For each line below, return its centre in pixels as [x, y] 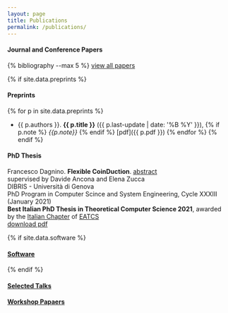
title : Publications [38, 20]
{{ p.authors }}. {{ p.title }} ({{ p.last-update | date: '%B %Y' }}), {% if [119, 124]
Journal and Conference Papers [55, 49]
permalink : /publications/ [47, 27]
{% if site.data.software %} [47, 237]
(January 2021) [29, 201]
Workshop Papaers [36, 302]
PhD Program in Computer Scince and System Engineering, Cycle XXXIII [112, 194]
